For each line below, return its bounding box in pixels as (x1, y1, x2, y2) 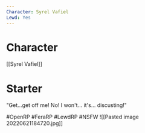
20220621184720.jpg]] (6, 120, 63, 127)
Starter (6, 82, 42, 96)
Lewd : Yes (6, 15, 31, 21)
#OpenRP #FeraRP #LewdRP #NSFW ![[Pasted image (6, 113, 139, 121)
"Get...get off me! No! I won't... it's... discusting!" (6, 102, 127, 109)
